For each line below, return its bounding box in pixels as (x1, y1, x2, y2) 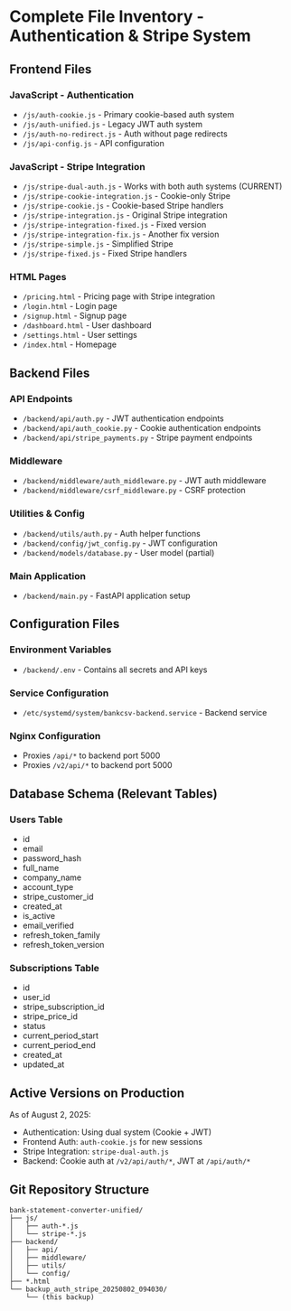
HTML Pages (9, 271, 67, 284)
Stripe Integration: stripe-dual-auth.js (22, 1146, 169, 1157)
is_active (22, 911, 56, 922)
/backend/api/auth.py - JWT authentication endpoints (22, 413, 224, 424)
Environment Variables (9, 643, 112, 656)
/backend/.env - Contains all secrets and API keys (22, 664, 208, 675)
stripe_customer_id (22, 892, 94, 903)
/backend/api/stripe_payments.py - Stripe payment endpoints (22, 432, 253, 444)
